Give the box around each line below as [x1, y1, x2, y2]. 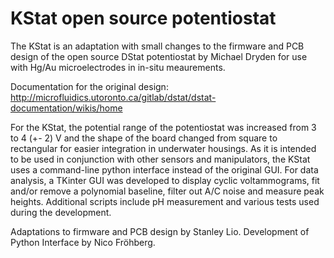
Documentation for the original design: [10, 80, 169, 92]
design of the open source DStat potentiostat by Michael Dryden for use [10, 50, 308, 62]
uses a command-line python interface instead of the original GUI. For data [10, 163, 319, 176]
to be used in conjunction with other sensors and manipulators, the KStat [10, 153, 311, 165]
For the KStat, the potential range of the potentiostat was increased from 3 [10, 121, 317, 133]
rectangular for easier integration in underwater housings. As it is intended [10, 142, 317, 154]
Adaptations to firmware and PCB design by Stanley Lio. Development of [10, 225, 310, 237]
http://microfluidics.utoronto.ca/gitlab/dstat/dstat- [10, 91, 217, 103]
